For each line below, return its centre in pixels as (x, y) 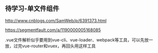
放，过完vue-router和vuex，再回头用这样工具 (50, 46)
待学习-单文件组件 (32, 9)
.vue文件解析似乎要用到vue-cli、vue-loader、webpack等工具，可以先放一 (79, 40)
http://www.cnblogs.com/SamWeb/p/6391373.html (56, 20)
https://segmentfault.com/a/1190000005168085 (53, 30)
